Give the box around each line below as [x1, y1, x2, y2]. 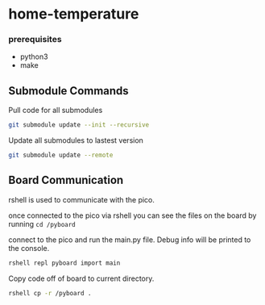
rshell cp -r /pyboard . [8, 289, 92, 297]
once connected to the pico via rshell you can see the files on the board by [8, 211, 257, 220]
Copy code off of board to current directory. [8, 274, 155, 283]
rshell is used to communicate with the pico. [8, 194, 155, 204]
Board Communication [8, 173, 124, 187]
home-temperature [8, 5, 139, 23]
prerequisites [8, 34, 62, 45]
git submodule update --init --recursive [8, 121, 150, 129]
